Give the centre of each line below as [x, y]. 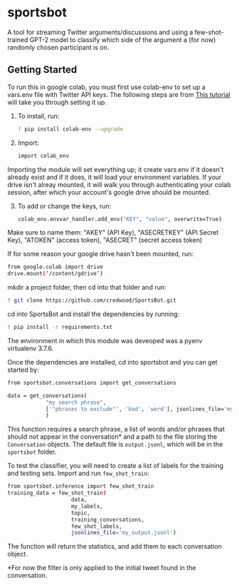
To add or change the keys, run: [64, 206]
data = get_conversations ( [47, 396]
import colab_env [43, 156]
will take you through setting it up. [57, 102]
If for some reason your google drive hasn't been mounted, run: [101, 254]
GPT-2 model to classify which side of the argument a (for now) [123, 39]
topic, [81, 513]
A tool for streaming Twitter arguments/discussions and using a [100, 32]
